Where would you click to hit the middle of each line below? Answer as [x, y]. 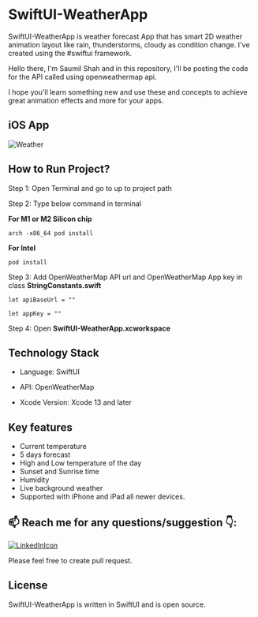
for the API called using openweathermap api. [82, 77]
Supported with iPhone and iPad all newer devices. [102, 497]
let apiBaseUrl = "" [42, 300]
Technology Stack [54, 353]
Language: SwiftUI [50, 372]
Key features [40, 427]
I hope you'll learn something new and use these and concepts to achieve [128, 92]
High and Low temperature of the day [80, 463]
